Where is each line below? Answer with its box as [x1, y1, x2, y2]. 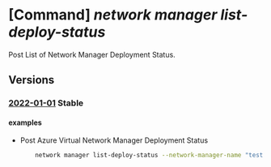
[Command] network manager [8, 6, 218, 24]
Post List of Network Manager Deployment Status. [8, 49, 176, 59]
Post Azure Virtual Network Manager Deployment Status [19, 135, 209, 145]
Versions [8, 73, 55, 87]
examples [8, 118, 42, 127]
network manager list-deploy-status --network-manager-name [35, 152, 242, 160]
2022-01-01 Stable [8, 97, 84, 109]
